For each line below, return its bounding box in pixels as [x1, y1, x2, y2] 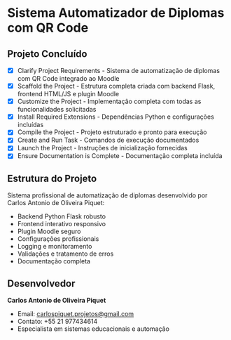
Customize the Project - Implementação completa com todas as [17, 97, 202, 106]
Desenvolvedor [7, 277, 76, 289]
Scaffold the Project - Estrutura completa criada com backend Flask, [17, 82, 216, 91]
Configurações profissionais [17, 235, 99, 243]
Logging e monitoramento [17, 242, 92, 251]
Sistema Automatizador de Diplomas [7, 5, 225, 21]
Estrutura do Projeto [7, 172, 97, 184]
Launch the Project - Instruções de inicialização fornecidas [17, 144, 188, 152]
